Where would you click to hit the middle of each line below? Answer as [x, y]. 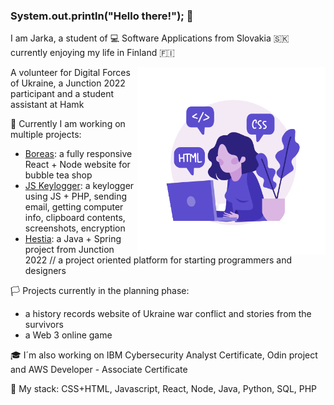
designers [45, 271]
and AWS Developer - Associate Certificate [99, 370]
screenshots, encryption [75, 228]
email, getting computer [74, 207]
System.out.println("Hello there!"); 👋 [102, 16]
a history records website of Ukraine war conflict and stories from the [168, 314]
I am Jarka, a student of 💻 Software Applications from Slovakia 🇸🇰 [150, 38]
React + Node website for [77, 165]
